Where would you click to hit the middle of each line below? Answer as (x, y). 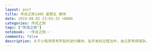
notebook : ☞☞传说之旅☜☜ (28, 32)
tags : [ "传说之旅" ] (23, 28)
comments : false (21, 37)
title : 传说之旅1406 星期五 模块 (36, 14)
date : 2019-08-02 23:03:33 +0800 (39, 18)
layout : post (18, 9)
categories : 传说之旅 (26, 23)
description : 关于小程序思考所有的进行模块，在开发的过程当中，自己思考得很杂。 (77, 41)
